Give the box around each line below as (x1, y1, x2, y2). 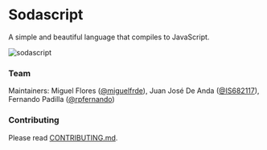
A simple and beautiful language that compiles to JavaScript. (8, 32, 210, 42)
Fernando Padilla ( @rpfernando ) (8, 95, 115, 104)
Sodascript (8, 6, 84, 24)
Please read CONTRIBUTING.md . (8, 132, 118, 142)
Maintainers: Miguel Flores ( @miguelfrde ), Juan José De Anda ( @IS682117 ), (8, 86, 260, 95)
